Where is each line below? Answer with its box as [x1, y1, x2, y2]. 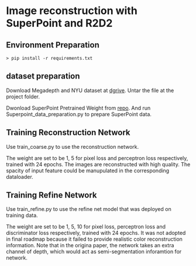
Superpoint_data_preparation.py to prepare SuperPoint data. [6, 110, 152, 118]
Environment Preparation [6, 40, 99, 50]
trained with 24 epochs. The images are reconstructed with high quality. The [6, 161, 191, 168]
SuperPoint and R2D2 [6, 16, 113, 30]
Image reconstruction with [6, 4, 137, 18]
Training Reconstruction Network [6, 128, 130, 138]
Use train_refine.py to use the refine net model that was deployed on [6, 206, 171, 213]
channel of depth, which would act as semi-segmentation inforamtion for [6, 248, 182, 255]
